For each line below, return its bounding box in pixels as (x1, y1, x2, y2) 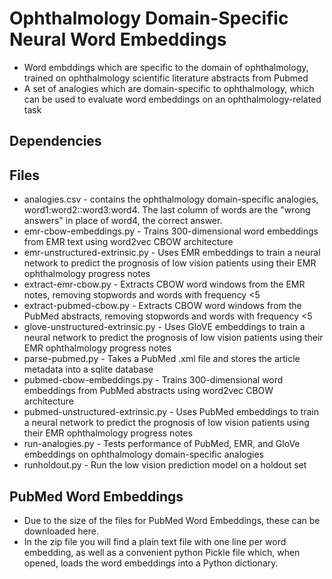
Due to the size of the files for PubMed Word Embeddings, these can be (23, 514, 321, 526)
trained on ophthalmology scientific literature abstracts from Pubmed (23, 72, 309, 84)
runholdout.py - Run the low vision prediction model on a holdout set (23, 459, 307, 471)
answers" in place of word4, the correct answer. (23, 215, 223, 227)
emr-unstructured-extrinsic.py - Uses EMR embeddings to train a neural (23, 247, 321, 259)
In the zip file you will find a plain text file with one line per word (23, 535, 287, 547)
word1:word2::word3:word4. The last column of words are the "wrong (23, 204, 311, 216)
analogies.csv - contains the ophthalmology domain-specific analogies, (23, 193, 319, 206)
